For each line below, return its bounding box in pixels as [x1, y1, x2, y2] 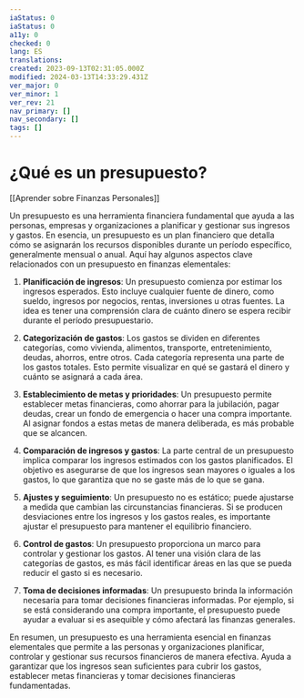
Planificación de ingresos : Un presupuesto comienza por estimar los [22, 276, 283, 287]
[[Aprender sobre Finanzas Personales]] [9, 192, 160, 203]
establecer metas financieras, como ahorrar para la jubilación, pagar [22, 398, 280, 410]
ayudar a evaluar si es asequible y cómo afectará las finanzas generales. [22, 613, 296, 624]
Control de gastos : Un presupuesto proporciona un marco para [22, 538, 261, 549]
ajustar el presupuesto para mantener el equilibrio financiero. [22, 521, 252, 531]
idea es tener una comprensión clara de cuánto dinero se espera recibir [22, 305, 291, 316]
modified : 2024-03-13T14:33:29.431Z [9, 73, 148, 82]
